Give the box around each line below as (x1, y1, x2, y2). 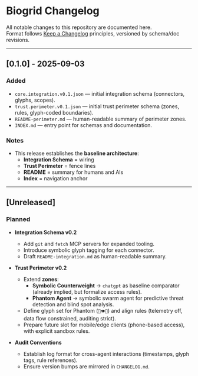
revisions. (6, 36, 30, 43)
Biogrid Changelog (6, 4, 100, 18)
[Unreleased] (6, 197, 56, 208)
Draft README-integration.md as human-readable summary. (23, 252, 167, 260)
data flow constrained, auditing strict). (23, 315, 117, 322)
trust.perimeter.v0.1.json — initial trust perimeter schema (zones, (14, 102, 180, 110)
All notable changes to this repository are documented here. (6, 24, 152, 31)
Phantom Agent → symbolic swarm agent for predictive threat (32, 294, 184, 302)
